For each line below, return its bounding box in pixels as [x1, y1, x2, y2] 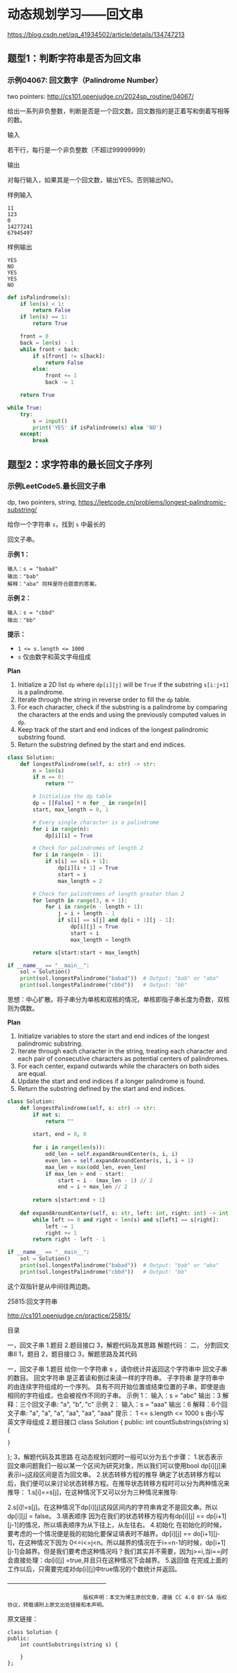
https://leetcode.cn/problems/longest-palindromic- [78, 497, 227, 506]
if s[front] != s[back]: [32, 353, 106, 360]
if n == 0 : [32, 774, 65, 781]
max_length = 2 [57, 877, 102, 885]
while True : [7, 404, 42, 411]
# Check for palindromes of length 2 [32, 845, 143, 852]
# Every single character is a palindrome [32, 819, 159, 826]
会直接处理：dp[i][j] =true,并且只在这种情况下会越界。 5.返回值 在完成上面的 [7, 1556, 229, 1564]
